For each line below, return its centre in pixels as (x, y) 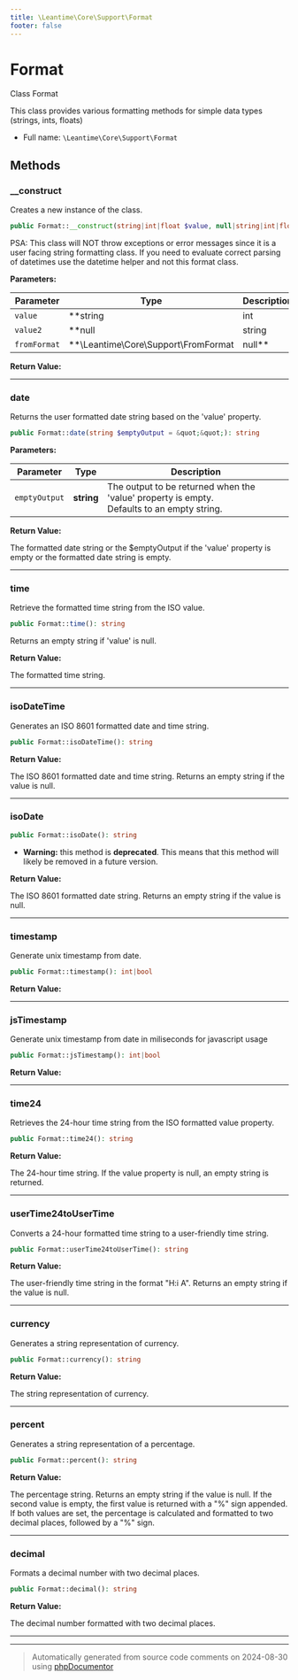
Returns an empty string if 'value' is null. (84, 641)
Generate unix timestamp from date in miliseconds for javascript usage (139, 1039)
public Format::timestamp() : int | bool (81, 971)
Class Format (34, 94)
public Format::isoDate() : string (74, 835)
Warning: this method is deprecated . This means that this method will (151, 852)
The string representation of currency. (80, 1393)
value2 (28, 330)
